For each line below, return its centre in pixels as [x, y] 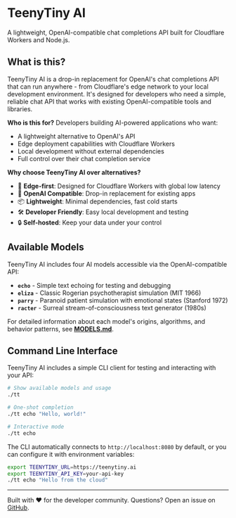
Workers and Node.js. [39, 39]
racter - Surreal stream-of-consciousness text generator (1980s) [112, 308]
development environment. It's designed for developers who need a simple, [117, 94]
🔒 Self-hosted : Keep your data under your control [90, 222]
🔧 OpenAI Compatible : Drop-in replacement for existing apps [106, 193]
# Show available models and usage [59, 388]
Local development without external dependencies [91, 151]
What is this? [37, 62]
